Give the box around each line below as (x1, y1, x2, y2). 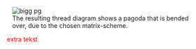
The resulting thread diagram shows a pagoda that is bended (12, 14, 189, 22)
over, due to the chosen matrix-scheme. (12, 22, 128, 29)
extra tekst (7, 35, 38, 43)
